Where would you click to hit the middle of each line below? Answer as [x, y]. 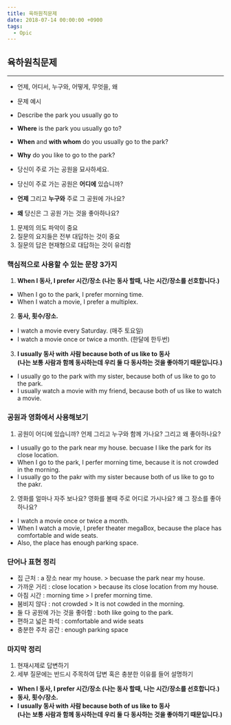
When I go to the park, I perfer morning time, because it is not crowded [118, 462]
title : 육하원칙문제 [32, 13]
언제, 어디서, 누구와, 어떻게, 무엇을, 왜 [67, 87]
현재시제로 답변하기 [43, 666]
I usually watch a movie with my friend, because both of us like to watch [119, 391]
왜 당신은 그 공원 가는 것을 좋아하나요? [68, 213]
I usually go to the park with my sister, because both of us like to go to [117, 377]
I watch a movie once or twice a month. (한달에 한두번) [93, 339]
